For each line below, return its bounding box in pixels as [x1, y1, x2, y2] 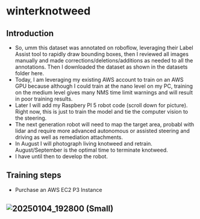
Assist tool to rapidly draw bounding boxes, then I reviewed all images [14, 51, 189, 58]
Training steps [6, 170, 61, 180]
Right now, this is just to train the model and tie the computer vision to [14, 108, 189, 115]
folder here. [14, 70, 44, 76]
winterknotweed [6, 4, 91, 18]
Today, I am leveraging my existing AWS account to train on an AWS [14, 76, 184, 83]
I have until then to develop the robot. [14, 153, 108, 160]
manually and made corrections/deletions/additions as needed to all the [14, 57, 193, 64]
